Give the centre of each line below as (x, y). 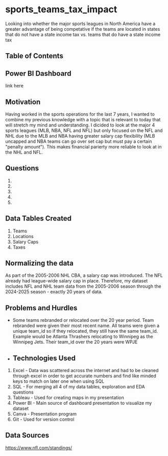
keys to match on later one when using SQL (58, 381)
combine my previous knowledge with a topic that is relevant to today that (83, 119)
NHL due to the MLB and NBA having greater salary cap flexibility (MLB (80, 136)
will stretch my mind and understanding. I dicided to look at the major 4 (80, 125)
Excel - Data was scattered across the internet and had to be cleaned (86, 371)
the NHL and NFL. (24, 152)
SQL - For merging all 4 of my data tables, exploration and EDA (79, 387)
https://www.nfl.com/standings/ (39, 448)
